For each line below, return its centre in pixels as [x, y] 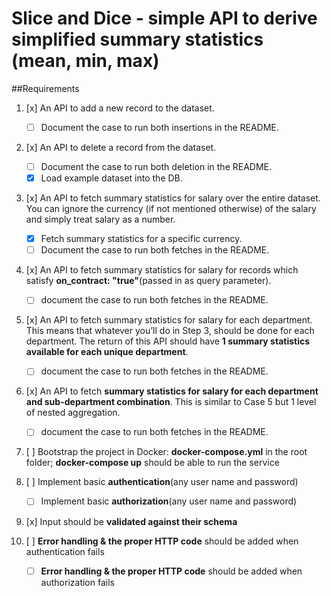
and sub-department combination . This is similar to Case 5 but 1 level [171, 402]
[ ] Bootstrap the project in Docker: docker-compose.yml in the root [166, 452]
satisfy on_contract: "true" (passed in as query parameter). [148, 281]
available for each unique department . [107, 352]
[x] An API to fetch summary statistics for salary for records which [162, 270]
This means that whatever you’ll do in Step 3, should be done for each [170, 331]
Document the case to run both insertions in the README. [159, 127]
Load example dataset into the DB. [111, 178]
